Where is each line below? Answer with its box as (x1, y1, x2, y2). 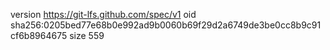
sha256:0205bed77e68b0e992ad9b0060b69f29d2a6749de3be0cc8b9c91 (10, 19, 322, 31)
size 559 (69, 30, 105, 41)
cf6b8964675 (10, 30, 68, 41)
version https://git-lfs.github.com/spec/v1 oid (10, 9, 197, 20)
